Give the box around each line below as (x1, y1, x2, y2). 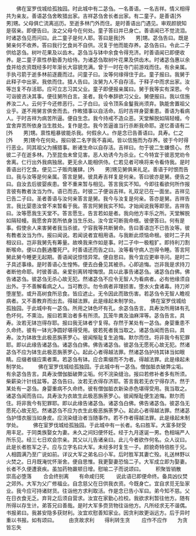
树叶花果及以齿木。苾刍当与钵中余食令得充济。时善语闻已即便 (31, 49, 180, 56)
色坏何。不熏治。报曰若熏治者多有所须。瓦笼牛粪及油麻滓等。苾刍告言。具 (6, 312, 185, 319)
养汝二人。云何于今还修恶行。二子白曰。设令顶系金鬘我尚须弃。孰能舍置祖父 (6, 100, 190, 107)
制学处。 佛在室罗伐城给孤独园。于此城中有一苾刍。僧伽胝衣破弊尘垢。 (6, 363, 187, 370)
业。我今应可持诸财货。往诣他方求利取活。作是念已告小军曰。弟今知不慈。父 (6, 487, 190, 494)
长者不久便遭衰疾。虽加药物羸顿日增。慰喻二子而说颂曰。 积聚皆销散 (6, 465, 181, 472)
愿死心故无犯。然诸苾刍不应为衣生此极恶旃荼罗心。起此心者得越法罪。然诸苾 (6, 407, 190, 414)
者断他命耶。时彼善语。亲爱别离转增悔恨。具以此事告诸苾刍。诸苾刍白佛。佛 (6, 268, 190, 275)
